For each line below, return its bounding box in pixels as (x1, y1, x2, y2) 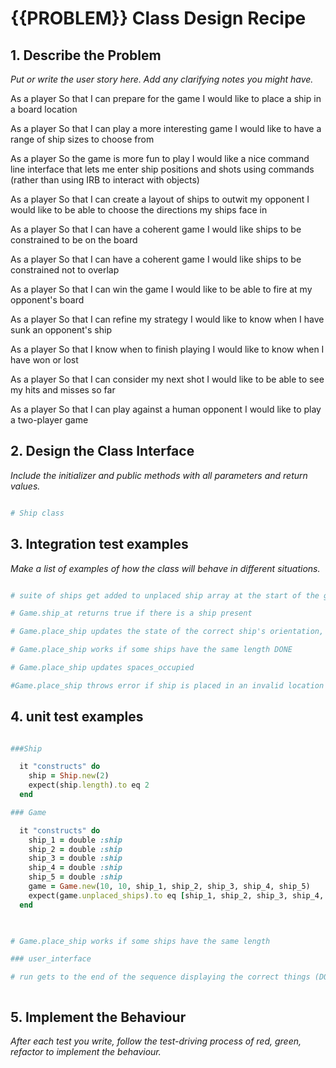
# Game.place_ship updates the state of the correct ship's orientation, (10, 627, 325, 637)
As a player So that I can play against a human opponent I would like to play (10, 403, 322, 415)
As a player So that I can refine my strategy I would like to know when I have (10, 313, 325, 325)
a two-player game (10, 414, 89, 426)
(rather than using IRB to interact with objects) (10, 174, 200, 186)
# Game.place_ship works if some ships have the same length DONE (10, 645, 293, 655)
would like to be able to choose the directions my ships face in (10, 204, 268, 216)
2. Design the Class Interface (10, 443, 195, 460)
